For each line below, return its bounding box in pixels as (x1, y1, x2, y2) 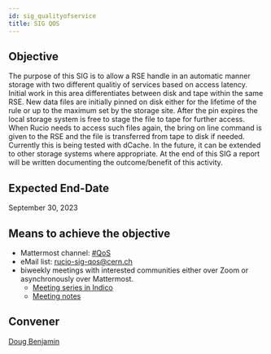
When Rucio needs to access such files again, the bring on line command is (8, 123, 262, 133)
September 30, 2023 (8, 203, 79, 212)
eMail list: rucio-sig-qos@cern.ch (20, 256, 133, 266)
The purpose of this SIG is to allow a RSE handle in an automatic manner (8, 71, 251, 81)
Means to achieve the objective (8, 226, 171, 240)
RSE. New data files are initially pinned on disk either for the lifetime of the (8, 97, 257, 107)
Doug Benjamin (8, 336, 60, 346)
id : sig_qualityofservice (8, 11, 96, 20)
